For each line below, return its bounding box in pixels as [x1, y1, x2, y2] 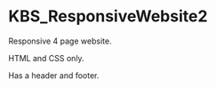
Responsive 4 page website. [8, 36, 112, 46]
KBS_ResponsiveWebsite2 [8, 6, 208, 27]
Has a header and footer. [8, 69, 100, 81]
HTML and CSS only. [8, 52, 85, 63]
